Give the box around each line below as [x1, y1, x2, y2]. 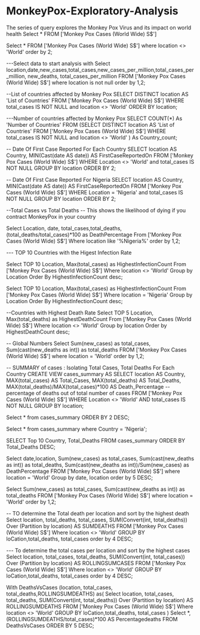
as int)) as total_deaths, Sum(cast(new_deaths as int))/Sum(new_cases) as [6, 461, 189, 468]
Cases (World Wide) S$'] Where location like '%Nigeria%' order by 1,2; [6, 237, 181, 245]
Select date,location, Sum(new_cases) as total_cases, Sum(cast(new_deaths [6, 454, 195, 462]
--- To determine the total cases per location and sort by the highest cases [6, 547, 190, 554]
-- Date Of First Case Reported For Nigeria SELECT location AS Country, [6, 176, 184, 183]
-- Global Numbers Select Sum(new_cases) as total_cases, [6, 340, 151, 347]
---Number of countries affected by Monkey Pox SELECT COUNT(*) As [6, 115, 183, 122]
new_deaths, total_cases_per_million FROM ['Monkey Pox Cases [27, 72, 186, 80]
